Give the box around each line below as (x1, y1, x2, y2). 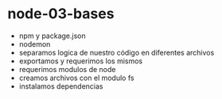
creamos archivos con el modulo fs (18, 73, 134, 82)
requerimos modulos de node (18, 64, 116, 74)
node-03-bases (7, 5, 115, 23)
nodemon (18, 39, 51, 48)
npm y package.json (18, 31, 86, 40)
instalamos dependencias (18, 81, 103, 91)
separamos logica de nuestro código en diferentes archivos (18, 48, 215, 57)
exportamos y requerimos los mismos (18, 56, 143, 66)
